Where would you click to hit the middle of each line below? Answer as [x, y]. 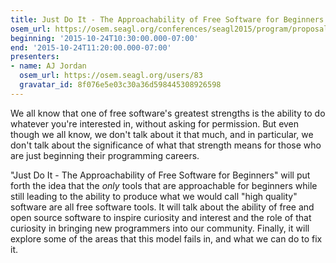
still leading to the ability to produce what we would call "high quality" [154, 196]
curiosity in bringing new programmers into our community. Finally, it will [160, 228]
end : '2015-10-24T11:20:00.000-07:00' [91, 47]
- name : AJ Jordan [48, 66]
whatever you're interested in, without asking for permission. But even [155, 123]
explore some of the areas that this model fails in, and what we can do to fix [166, 238]
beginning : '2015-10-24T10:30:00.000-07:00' [104, 38]
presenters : [35, 57]
